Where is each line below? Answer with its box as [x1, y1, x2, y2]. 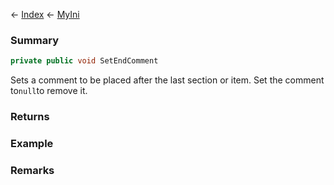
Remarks [10, 163, 55, 177]
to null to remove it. [10, 85, 88, 97]
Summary [10, 33, 60, 47]
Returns [10, 110, 50, 124]
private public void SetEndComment [10, 56, 159, 66]
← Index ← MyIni [10, 9, 80, 20]
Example [10, 137, 54, 151]
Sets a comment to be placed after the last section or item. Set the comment [10, 74, 325, 86]
